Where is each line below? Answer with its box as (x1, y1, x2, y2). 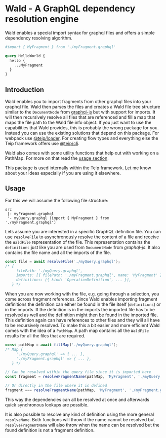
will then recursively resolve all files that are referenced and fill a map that (5, 114, 156, 120)
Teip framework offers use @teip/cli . (5, 141, 80, 146)
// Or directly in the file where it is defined (5, 383, 107, 388)
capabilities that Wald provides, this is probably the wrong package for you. (5, 125, 159, 131)
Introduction (5, 85, 44, 94)
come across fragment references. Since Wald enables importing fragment (5, 296, 158, 302)
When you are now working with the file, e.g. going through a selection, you (5, 291, 160, 297)
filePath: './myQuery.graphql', (16, 268, 83, 273)
